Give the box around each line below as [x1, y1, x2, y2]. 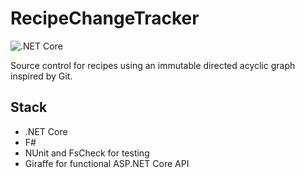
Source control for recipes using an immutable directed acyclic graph [10, 59, 296, 71]
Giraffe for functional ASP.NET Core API [24, 157, 190, 169]
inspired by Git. [10, 70, 73, 82]
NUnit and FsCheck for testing [24, 147, 150, 159]
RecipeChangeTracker [10, 7, 200, 30]
